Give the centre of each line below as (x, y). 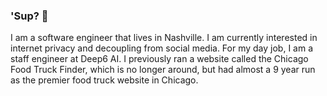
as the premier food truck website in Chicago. (104, 80)
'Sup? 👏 (29, 16)
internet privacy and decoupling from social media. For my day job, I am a (162, 48)
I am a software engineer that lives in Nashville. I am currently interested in (164, 38)
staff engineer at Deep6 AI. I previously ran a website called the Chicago (159, 59)
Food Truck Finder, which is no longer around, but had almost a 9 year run (163, 70)
